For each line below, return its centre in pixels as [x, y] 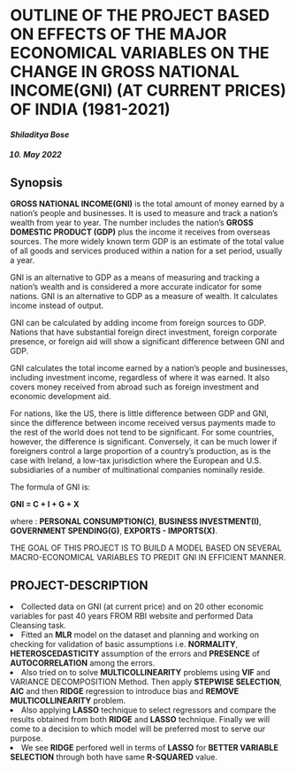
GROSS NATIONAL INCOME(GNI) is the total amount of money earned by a [147, 204]
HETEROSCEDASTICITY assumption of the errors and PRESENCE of [135, 653]
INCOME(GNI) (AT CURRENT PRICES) [148, 91]
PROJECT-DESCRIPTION [79, 585]
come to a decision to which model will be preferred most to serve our [138, 729]
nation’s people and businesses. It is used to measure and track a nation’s [144, 213]
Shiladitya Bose [40, 135]
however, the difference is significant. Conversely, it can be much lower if [144, 442]
